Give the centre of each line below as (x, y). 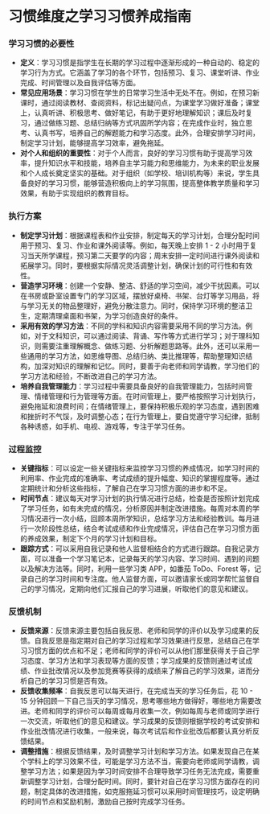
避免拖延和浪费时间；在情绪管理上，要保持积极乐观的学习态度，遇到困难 (139, 406)
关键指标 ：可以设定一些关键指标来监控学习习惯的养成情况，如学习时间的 (139, 468)
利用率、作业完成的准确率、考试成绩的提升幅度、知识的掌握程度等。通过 (139, 479)
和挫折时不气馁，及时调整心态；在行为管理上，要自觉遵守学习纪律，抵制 (139, 416)
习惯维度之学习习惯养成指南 (100, 16)
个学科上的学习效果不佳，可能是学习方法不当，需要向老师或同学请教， (136, 762)
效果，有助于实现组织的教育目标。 (76, 193)
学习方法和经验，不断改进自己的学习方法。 (90, 376)
